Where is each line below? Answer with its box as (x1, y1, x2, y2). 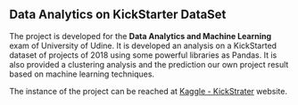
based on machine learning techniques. (9, 69, 154, 79)
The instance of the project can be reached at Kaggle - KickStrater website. (9, 85, 288, 96)
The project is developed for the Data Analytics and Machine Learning (9, 30, 272, 41)
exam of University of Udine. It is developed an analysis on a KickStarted (9, 40, 277, 51)
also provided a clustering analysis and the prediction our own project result (9, 59, 289, 69)
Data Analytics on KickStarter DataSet (9, 7, 227, 22)
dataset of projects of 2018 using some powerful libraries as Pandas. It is (9, 49, 277, 61)
